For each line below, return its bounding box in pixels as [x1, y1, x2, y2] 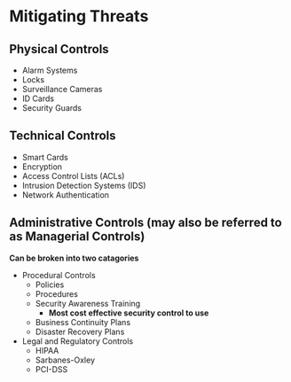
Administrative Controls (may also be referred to [9, 215, 282, 230]
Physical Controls [9, 42, 109, 57]
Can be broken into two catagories [9, 253, 139, 263]
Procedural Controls [21, 269, 96, 280]
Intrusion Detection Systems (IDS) [21, 180, 146, 191]
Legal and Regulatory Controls [21, 335, 134, 347]
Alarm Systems [21, 65, 78, 75]
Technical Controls [9, 129, 117, 144]
